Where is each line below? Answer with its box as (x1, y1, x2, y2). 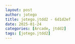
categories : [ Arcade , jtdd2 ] (5, 26, 66, 31)
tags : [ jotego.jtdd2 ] (5, 31, 51, 36)
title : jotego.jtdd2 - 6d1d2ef (5, 17, 71, 22)
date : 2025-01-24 (5, 21, 42, 27)
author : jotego (5, 12, 37, 17)
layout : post (5, 7, 33, 13)
